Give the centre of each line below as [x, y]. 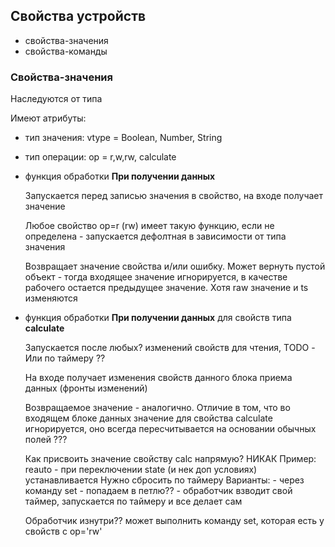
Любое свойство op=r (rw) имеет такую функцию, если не [149, 226]
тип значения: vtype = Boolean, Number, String [123, 138]
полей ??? [46, 440]
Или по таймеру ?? [65, 358]
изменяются [51, 298]
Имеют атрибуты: [48, 118]
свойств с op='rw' [63, 531]
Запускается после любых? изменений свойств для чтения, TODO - [170, 348]
